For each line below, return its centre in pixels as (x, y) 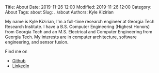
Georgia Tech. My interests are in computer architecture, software (71, 37)
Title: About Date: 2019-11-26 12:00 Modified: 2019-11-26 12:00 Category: (78, 7)
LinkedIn (21, 66)
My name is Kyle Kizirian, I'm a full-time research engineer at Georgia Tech (80, 22)
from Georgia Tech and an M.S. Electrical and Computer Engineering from (79, 32)
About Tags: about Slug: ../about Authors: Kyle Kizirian (59, 12)
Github (19, 61)
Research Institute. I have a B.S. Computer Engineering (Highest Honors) (78, 27)
